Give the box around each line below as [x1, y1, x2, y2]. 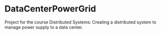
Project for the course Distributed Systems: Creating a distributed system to [4, 19, 157, 25]
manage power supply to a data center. [4, 24, 83, 30]
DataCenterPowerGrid [4, 3, 96, 14]
